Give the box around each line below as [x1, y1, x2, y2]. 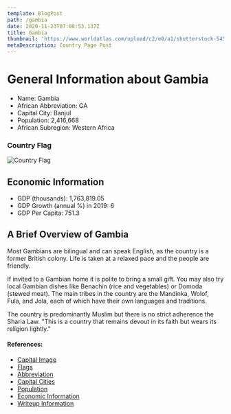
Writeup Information [16, 400, 74, 408]
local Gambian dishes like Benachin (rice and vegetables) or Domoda [7, 282, 203, 290]
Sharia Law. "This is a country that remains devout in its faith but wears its [7, 317, 217, 325]
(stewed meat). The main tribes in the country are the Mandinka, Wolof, [7, 289, 209, 297]
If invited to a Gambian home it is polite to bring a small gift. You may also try [7, 275, 224, 283]
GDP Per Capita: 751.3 [16, 209, 80, 217]
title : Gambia [7, 29, 48, 36]
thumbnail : [7, 36, 38, 43]
